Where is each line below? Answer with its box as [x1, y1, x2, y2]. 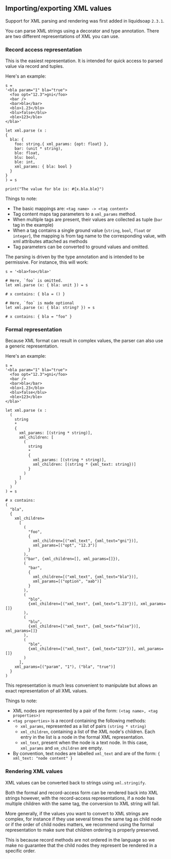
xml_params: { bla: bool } [14, 164, 72, 169]
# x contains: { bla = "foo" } [5, 314, 72, 319]
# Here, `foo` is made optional [5, 301, 74, 306]
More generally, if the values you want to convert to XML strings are [5, 810, 149, 816]
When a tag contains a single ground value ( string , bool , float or [12, 227, 151, 233]
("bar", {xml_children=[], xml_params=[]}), [24, 556, 120, 562]
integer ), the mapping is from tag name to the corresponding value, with [12, 233, 166, 239]
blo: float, [14, 151, 40, 156]
